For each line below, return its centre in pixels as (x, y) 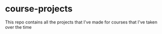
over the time (18, 27)
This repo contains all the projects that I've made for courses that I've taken (81, 22)
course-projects (39, 9)
